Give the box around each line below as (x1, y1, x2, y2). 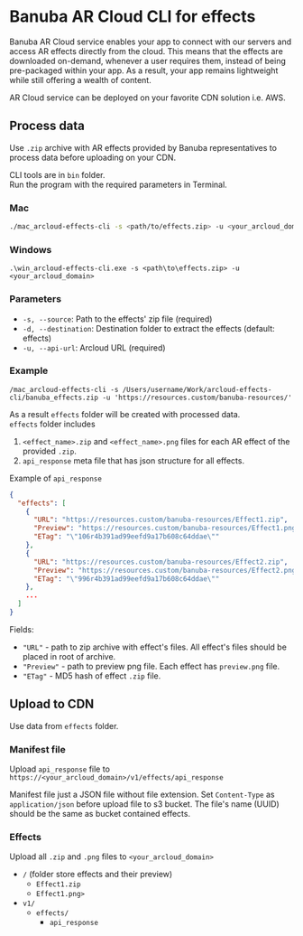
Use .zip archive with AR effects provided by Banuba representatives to (9, 142, 278, 153)
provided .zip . (22, 445, 77, 456)
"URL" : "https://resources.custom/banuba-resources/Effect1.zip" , (32, 515, 289, 525)
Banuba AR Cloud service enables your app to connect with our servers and (9, 36, 292, 47)
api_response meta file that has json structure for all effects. (22, 454, 245, 466)
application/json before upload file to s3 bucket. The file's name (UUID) (9, 799, 280, 810)
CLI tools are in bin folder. (9, 169, 106, 180)
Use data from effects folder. (9, 720, 119, 731)
